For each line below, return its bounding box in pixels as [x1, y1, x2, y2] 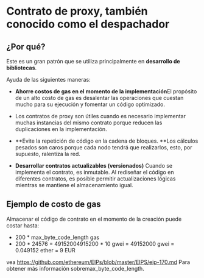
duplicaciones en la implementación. [15, 126, 108, 132]
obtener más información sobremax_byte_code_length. [6, 265, 144, 272]
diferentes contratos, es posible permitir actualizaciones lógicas [15, 175, 176, 182]
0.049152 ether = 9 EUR [15, 246, 76, 254]
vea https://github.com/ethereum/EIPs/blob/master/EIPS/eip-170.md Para [6, 258, 191, 266]
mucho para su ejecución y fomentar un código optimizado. [15, 101, 166, 108]
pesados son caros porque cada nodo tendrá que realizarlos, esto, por [15, 144, 192, 151]
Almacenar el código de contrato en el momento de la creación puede [6, 215, 182, 223]
